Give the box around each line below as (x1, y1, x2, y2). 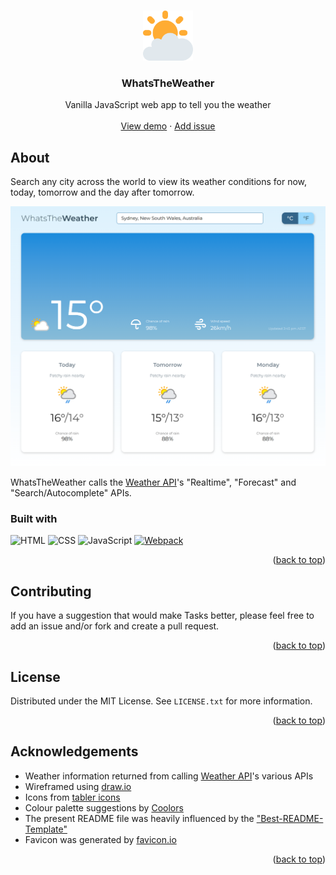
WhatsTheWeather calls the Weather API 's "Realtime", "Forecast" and (10, 476, 297, 488)
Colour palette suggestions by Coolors (24, 801, 184, 814)
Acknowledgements (10, 743, 139, 760)
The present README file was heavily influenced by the (24, 812, 255, 824)
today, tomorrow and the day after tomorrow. (10, 186, 195, 199)
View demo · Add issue (120, 120, 216, 132)
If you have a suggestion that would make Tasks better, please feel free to (10, 610, 315, 622)
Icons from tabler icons (24, 791, 121, 803)
